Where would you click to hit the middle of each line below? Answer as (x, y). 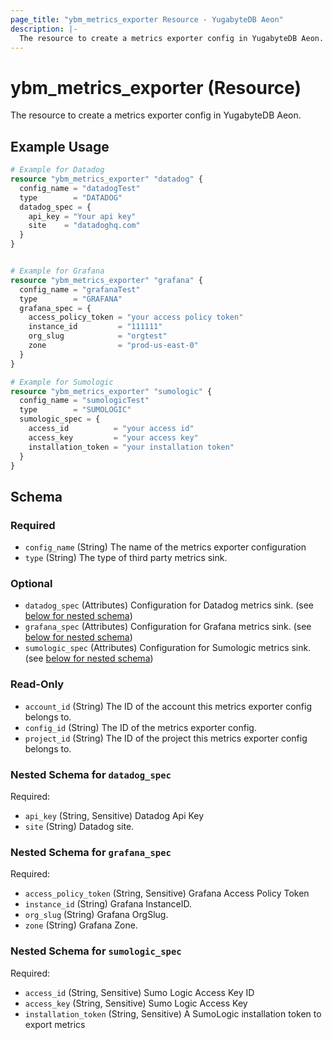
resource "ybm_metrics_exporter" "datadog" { (106, 179)
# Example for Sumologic (62, 382)
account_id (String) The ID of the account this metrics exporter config (168, 706)
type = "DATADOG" (71, 197)
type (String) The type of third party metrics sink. (126, 558)
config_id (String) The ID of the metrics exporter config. (140, 727)
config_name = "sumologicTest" (84, 401)
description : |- (44, 29)
